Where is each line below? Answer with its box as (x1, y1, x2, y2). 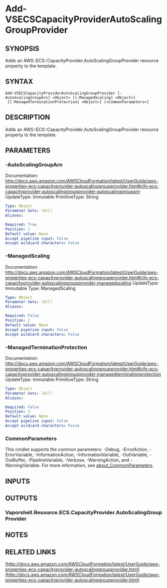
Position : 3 (5, 409, 30, 414)
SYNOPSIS (5, 44, 40, 53)
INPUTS (5, 477, 30, 485)
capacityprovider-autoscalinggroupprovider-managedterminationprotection (5, 371, 161, 377)
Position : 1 (5, 227, 30, 232)
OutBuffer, (5, 457, 27, 463)
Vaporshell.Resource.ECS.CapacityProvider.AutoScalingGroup (5, 509, 162, 516)
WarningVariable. (5, 462, 41, 469)
